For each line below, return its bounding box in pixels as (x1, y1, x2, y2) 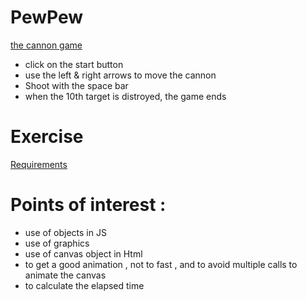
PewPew (10, 6, 84, 29)
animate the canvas (24, 269, 107, 281)
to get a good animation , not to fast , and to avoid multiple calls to (24, 258, 298, 270)
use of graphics (24, 237, 90, 249)
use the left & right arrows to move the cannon (24, 69, 217, 81)
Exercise (10, 126, 84, 148)
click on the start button (24, 58, 124, 70)
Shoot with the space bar (24, 79, 129, 91)
